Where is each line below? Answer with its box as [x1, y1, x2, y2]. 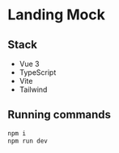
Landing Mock [7, 6, 106, 24]
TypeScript [19, 68, 57, 77]
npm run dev [7, 137, 48, 145]
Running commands [7, 108, 111, 122]
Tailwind [19, 85, 48, 94]
